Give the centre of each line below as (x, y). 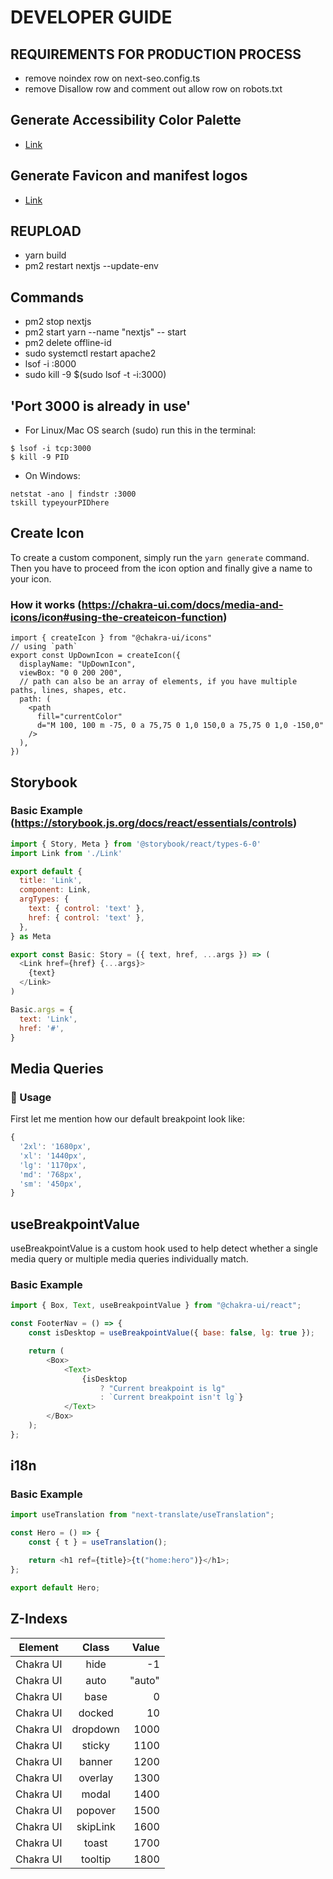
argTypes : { (44, 899)
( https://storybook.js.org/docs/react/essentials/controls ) (154, 823)
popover (96, 1810)
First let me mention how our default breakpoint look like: (127, 1119)
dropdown (96, 1729)
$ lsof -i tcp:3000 (51, 449)
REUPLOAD (46, 231)
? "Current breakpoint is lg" (162, 1388)
